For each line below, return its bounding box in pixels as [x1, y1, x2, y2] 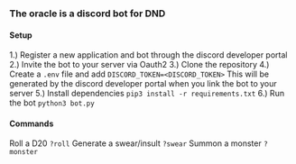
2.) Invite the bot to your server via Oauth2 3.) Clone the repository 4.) [9, 59, 270, 70]
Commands [9, 118, 54, 129]
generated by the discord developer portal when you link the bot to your [9, 78, 277, 89]
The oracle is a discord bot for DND [9, 7, 166, 20]
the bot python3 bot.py [9, 97, 95, 108]
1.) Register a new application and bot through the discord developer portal [9, 50, 288, 60]
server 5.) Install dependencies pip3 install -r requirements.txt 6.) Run [9, 88, 285, 99]
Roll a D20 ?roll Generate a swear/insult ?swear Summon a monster [9, 138, 262, 149]
